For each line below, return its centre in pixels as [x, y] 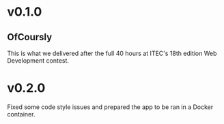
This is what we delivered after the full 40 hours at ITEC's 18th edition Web [112, 53]
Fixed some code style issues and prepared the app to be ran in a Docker [110, 107]
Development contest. [38, 61]
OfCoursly [30, 37]
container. [21, 114]
